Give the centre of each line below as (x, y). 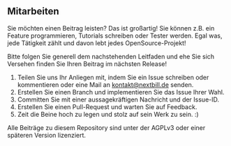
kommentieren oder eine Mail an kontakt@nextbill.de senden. (105, 84)
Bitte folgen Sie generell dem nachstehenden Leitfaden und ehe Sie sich (111, 56)
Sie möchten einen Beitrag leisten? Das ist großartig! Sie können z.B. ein (111, 28)
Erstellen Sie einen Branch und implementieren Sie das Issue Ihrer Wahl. (121, 92)
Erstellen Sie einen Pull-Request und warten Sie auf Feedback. (107, 106)
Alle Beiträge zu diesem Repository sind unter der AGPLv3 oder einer (106, 127)
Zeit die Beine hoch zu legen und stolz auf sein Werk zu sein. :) (108, 114)
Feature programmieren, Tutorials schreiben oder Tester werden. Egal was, (115, 35)
